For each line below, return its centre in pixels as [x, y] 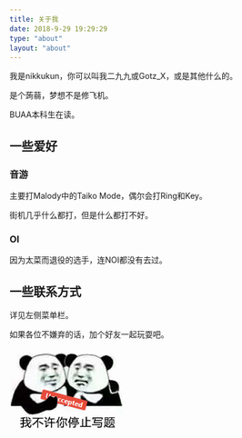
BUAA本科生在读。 [45, 114]
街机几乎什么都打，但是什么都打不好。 [81, 214]
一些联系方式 [45, 291]
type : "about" [36, 38]
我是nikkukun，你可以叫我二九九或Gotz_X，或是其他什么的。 [124, 76]
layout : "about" [40, 48]
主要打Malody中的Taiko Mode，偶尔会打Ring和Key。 [108, 195]
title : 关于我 [34, 19]
